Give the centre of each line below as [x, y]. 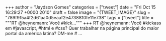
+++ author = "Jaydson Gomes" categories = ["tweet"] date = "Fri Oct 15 [80, 7]
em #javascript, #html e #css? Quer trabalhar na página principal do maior [82, 28]
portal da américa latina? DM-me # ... [44, 33]
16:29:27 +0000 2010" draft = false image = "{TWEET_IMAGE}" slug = [78, 12]
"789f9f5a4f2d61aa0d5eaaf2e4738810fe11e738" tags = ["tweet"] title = [79, 18]
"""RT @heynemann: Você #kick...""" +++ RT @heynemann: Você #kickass [83, 23]
